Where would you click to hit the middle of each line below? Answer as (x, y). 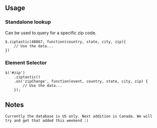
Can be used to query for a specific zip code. (51, 33)
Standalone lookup (28, 22)
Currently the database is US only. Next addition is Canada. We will (79, 116)
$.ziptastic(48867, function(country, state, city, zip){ (65, 42)
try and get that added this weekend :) (47, 120)
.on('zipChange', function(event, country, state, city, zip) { (81, 81)
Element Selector (26, 62)
